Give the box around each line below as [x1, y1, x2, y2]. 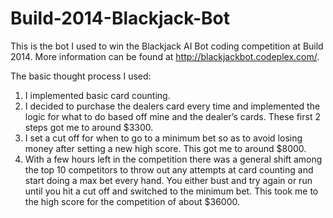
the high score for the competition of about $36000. [24, 195, 241, 207]
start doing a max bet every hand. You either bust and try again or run [24, 174, 313, 186]
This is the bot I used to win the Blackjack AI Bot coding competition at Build [10, 40, 324, 52]
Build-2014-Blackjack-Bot [10, 7, 230, 30]
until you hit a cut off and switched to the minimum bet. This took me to [24, 185, 319, 197]
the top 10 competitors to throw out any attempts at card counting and [24, 163, 314, 176]
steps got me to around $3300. [24, 121, 154, 133]
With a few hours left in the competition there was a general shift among [24, 153, 323, 165]
